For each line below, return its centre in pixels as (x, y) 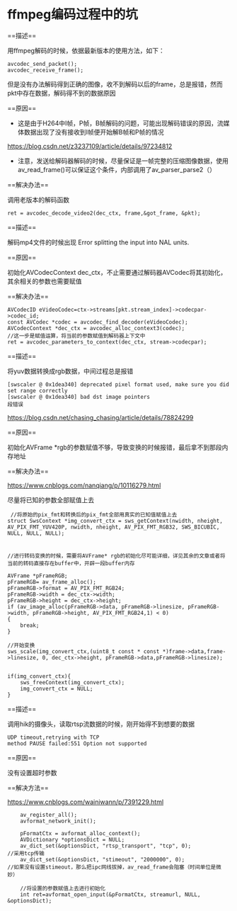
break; (30, 625)
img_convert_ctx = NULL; (57, 689)
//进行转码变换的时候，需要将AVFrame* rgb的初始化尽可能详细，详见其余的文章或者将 (116, 556)
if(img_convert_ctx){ (39, 676)
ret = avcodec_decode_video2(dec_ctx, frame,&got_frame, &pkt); (104, 213)
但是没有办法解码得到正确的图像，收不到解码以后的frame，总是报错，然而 (115, 84)
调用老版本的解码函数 (38, 200)
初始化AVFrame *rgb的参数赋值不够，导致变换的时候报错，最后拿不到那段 (115, 447)
